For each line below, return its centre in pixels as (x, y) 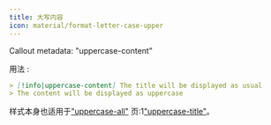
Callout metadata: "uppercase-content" (81, 50)
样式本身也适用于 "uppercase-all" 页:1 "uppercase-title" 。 (112, 112)
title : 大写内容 (36, 17)
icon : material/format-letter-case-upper (87, 26)
